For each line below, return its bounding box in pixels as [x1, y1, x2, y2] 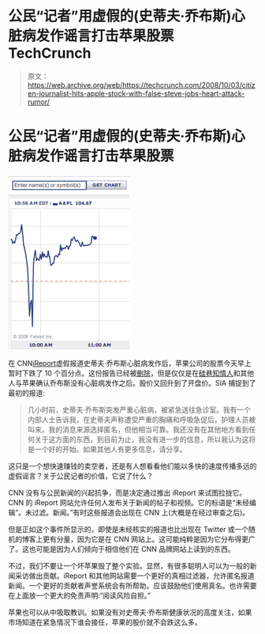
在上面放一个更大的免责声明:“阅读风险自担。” [8, 591, 151, 600]
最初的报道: [8, 388, 46, 398]
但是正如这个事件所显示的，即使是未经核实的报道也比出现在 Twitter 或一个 [8, 524, 249, 534]
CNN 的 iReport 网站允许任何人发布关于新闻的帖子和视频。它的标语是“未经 [8, 497, 250, 507]
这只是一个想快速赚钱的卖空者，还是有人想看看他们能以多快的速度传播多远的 [8, 461, 257, 470]
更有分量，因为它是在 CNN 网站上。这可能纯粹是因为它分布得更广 [42, 534, 256, 544]
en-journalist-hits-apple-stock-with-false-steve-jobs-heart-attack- [27, 89, 245, 98]
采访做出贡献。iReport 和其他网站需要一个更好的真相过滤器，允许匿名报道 [14, 571, 255, 580]
